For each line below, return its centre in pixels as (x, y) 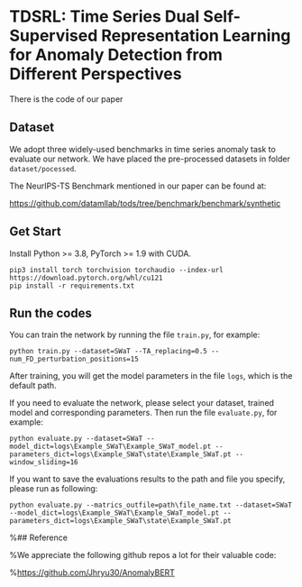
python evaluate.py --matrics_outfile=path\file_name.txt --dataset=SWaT (151, 505)
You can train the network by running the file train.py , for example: (135, 335)
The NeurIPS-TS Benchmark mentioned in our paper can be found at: (138, 186)
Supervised (54, 36)
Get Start (35, 232)
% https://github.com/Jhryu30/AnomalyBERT (92, 573)
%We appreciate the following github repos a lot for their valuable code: (143, 555)
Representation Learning (196, 36)
